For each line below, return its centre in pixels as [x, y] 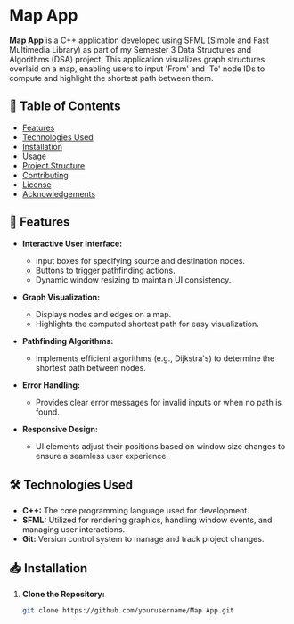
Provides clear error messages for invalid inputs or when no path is [159, 402]
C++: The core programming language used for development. [135, 511]
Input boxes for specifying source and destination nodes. [140, 260]
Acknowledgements [59, 193]
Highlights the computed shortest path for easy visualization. [147, 324]
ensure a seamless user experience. [102, 456]
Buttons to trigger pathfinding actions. [105, 270]
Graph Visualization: [61, 297]
